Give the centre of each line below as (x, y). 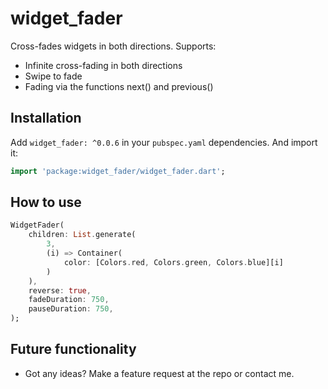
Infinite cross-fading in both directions (103, 65)
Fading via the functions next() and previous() (119, 86)
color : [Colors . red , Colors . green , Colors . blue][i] (173, 262)
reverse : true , (60, 290)
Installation (46, 118)
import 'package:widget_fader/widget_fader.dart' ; (118, 171)
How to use (46, 202)
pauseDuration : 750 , (71, 309)
